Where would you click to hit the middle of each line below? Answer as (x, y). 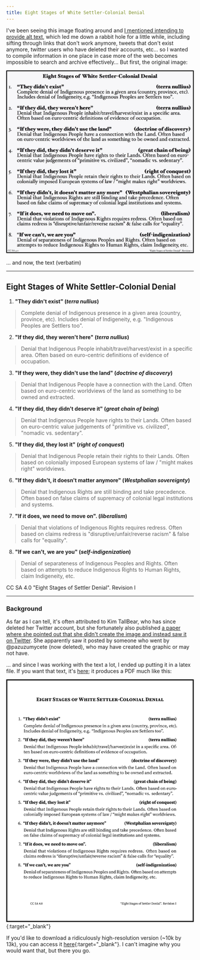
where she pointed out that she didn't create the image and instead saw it (96, 634)
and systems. (37, 504)
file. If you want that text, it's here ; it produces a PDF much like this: (89, 671)
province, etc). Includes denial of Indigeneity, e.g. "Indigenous (97, 319)
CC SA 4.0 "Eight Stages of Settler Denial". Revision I (71, 587)
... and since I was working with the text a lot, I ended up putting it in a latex (99, 664)
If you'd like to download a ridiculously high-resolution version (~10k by (94, 938)
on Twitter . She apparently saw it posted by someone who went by (88, 640)
